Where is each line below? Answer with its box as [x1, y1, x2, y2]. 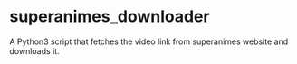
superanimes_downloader [9, 6, 210, 27]
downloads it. [9, 45, 61, 56]
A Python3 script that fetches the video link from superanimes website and [9, 36, 289, 47]
